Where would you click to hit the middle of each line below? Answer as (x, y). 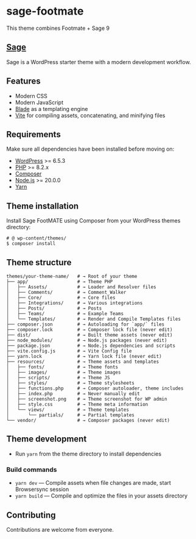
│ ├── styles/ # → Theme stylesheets (71, 383)
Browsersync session (42, 490)
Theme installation (43, 206)
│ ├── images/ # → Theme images (64, 373)
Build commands (32, 469)
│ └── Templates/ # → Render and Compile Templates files (94, 319)
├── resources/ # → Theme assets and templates (83, 362)
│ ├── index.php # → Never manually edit (73, 394)
